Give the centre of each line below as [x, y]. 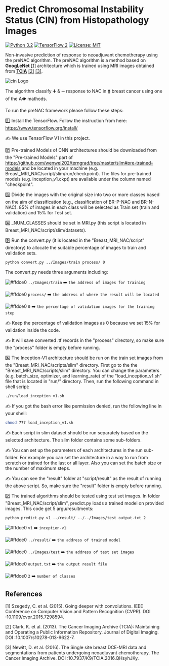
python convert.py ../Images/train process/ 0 [55, 262]
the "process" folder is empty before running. [53, 347]
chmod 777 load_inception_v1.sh [39, 423]
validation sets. [21, 253]
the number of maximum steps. [38, 468]
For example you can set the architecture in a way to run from [84, 457]
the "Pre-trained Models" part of [39, 157]
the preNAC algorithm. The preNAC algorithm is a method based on [75, 60]
